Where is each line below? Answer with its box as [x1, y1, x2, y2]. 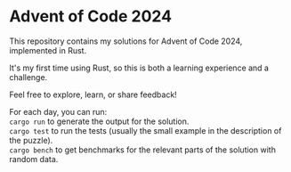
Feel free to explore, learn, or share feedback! [9, 89, 178, 100]
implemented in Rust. [9, 45, 87, 55]
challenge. [9, 71, 48, 82]
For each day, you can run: [9, 106, 108, 117]
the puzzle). [9, 135, 53, 145]
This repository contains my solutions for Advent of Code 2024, [9, 36, 243, 46]
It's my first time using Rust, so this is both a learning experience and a [9, 62, 270, 73]
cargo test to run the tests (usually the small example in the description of [9, 125, 282, 135]
